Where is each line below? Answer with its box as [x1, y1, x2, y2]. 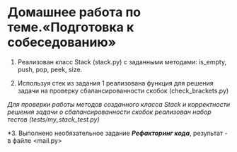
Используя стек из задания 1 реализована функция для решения [17, 78, 214, 87]
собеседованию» [7, 35, 117, 50]
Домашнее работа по [7, 4, 141, 21]
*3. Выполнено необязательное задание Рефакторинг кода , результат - [7, 129, 228, 137]
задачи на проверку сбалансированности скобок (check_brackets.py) [17, 86, 229, 95]
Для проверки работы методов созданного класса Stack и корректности [7, 100, 231, 108]
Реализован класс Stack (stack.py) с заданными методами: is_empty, [17, 57, 227, 66]
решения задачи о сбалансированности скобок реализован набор [7, 107, 212, 116]
